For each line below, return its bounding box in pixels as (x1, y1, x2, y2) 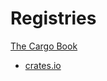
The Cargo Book (10, 40, 78, 52)
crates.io (24, 59, 62, 71)
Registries (10, 7, 97, 30)
